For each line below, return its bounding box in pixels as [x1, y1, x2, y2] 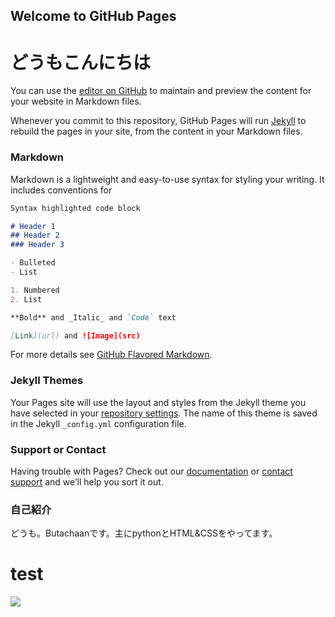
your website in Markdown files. [10, 95, 142, 108]
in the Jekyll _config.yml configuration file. [10, 417, 187, 429]
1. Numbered [10, 285, 60, 295]
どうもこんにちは [10, 51, 152, 74]
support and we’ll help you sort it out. [10, 475, 164, 488]
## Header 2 [10, 230, 60, 241]
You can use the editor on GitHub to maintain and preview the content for [10, 85, 312, 97]
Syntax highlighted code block [10, 203, 141, 213]
